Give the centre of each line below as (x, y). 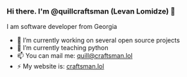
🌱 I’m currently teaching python (62, 48)
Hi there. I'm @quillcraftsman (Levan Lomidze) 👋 (91, 11)
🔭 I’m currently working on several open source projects (98, 40)
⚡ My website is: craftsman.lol (60, 66)
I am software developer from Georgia (62, 27)
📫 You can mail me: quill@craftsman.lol (75, 56)
